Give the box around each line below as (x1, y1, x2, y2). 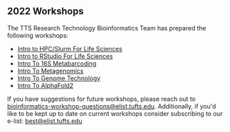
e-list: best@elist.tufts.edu (7, 117, 82, 125)
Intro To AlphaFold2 (17, 81, 74, 89)
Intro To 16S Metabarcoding (17, 59, 97, 68)
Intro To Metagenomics (17, 66, 84, 75)
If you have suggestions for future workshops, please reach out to (7, 95, 196, 103)
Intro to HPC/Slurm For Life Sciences (17, 44, 123, 53)
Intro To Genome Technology (17, 74, 100, 82)
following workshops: (7, 31, 69, 39)
